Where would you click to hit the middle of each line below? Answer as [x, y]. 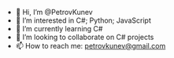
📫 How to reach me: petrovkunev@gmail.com [91, 46]
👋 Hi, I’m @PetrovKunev [54, 12]
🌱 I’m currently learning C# [59, 29]
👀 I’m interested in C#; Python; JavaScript [83, 20]
